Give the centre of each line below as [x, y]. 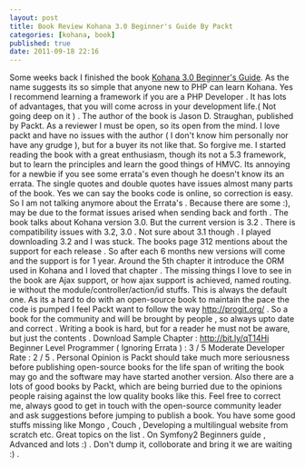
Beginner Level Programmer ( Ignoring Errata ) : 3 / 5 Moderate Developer [148, 348]
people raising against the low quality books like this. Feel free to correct [145, 396]
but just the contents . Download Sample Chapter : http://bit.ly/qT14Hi [139, 338]
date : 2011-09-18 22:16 [54, 52]
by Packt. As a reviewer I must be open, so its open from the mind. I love [145, 126]
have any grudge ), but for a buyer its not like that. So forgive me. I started [148, 145]
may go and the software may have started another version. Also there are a [152, 377]
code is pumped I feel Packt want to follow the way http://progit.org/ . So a [149, 309]
